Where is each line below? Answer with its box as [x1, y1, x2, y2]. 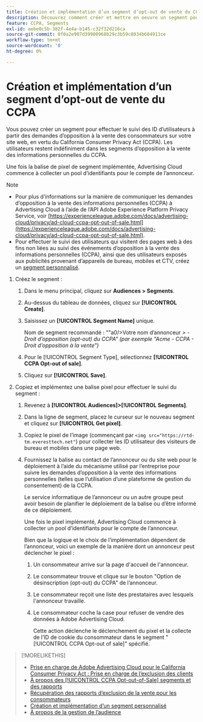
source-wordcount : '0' [6, 43, 63, 49]
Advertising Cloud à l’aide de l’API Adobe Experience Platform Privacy [14, 205, 188, 213]
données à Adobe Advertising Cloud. [33, 615, 125, 623]
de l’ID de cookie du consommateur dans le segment [33, 634, 165, 641]
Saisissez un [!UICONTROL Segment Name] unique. [24, 317, 155, 324]
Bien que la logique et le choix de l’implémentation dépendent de [24, 536, 186, 543]
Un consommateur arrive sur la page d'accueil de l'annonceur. [33, 561, 189, 568]
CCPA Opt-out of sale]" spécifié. [69, 640, 150, 647]
